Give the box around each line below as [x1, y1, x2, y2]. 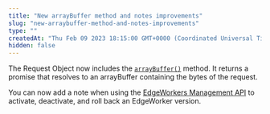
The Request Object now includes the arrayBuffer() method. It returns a [8, 63, 249, 73]
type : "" [8, 26, 38, 35]
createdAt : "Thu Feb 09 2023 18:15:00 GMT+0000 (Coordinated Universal [8, 34, 253, 43]
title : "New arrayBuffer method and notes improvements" [8, 11, 203, 20]
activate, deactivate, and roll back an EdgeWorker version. [8, 96, 202, 106]
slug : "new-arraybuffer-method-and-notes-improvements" [8, 19, 199, 27]
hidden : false [8, 42, 56, 50]
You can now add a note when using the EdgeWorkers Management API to [8, 88, 255, 97]
